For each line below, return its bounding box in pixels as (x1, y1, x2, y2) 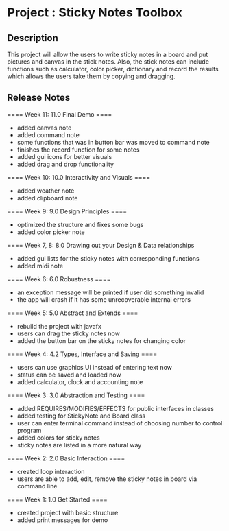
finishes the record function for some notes (16, 145, 140, 154)
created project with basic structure (16, 508, 119, 517)
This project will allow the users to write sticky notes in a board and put (7, 50, 208, 58)
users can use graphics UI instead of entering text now (16, 363, 173, 371)
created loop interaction (16, 467, 85, 475)
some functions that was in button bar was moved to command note (16, 138, 210, 146)
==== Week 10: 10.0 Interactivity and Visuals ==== (7, 173, 151, 181)
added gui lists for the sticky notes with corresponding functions (16, 254, 200, 262)
